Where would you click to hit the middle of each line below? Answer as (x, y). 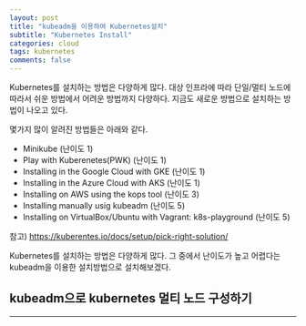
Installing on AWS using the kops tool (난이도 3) (111, 194)
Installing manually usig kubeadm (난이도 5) (104, 205)
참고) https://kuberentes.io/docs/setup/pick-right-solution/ (119, 236)
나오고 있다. (47, 110)
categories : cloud (44, 43)
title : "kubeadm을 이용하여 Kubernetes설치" (89, 26)
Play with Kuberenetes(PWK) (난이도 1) (94, 160)
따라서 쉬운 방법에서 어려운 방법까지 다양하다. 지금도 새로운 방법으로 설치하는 (146, 98)
